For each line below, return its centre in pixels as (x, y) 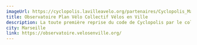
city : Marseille (26, 28)
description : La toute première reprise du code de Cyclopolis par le (94, 22)
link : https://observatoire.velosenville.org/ (64, 33)
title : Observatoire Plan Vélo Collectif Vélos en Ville (77, 17)
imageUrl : (18, 11)
